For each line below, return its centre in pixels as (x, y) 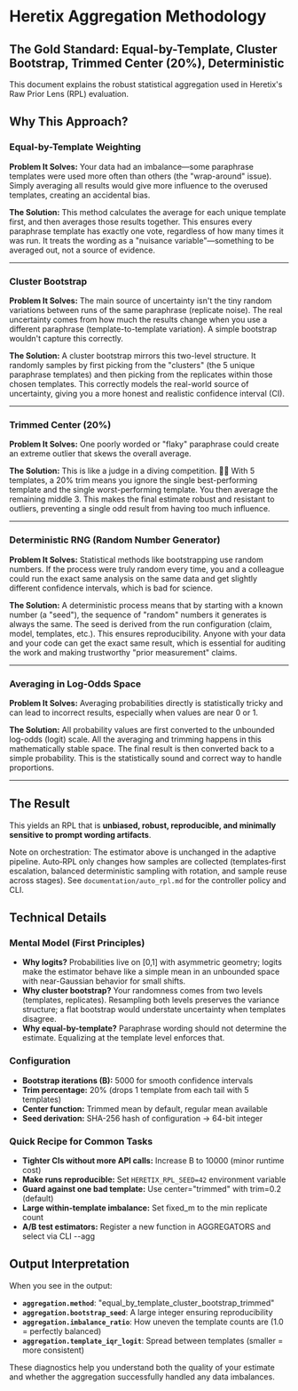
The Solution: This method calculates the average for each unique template (148, 212)
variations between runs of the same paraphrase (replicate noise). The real (146, 310)
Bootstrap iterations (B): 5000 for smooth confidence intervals (137, 1080)
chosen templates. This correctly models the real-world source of (129, 383)
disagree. (39, 1019)
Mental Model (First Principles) (77, 943)
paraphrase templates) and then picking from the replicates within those (141, 374)
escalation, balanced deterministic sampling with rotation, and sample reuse (148, 871)
